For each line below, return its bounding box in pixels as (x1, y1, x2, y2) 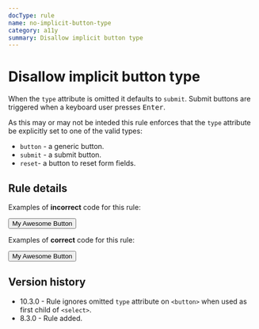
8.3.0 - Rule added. (19, 313, 83, 323)
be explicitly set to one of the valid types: (8, 126, 143, 136)
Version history (8, 275, 86, 289)
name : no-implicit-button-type (8, 19, 112, 27)
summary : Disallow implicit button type (8, 33, 144, 42)
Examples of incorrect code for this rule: (8, 203, 141, 212)
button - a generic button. (19, 142, 105, 151)
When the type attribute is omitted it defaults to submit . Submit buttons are (8, 94, 251, 104)
